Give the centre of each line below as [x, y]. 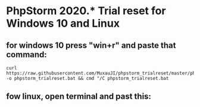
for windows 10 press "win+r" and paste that [91, 45]
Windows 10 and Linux [63, 23]
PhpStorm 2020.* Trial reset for [86, 11]
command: [27, 54]
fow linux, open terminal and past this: [79, 97]
